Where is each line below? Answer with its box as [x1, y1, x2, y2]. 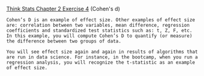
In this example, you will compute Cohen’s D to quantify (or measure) [6, 33, 192, 39]
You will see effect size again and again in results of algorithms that [6, 49, 199, 55]
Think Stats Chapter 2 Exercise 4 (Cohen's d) [6, 5, 120, 12]
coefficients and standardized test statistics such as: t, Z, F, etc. [6, 27, 192, 33]
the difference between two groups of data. [6, 38, 122, 44]
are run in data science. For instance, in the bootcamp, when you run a [6, 54, 199, 60]
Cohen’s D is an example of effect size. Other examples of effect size [6, 17, 195, 23]
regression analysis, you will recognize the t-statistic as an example [6, 60, 195, 66]
